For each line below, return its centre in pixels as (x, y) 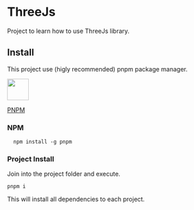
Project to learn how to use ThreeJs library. (68, 31)
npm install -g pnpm (43, 142)
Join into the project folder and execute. (64, 174)
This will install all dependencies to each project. (76, 199)
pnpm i (17, 187)
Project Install (31, 159)
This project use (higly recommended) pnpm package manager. (97, 69)
